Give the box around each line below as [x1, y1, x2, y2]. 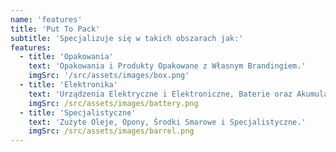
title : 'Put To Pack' [10, 24, 101, 34]
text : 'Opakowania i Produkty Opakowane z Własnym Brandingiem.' [28, 61, 307, 71]
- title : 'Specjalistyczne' [19, 107, 137, 118]
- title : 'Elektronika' [19, 80, 118, 90]
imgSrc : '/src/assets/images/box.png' [28, 71, 190, 81]
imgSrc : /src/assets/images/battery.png [28, 98, 199, 108]
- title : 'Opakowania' [19, 52, 114, 62]
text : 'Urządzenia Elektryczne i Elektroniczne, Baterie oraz [28, 89, 293, 99]
